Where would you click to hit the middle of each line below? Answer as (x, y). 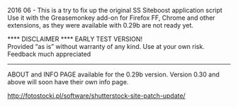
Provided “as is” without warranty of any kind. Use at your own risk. (106, 46)
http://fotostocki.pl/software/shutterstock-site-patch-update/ (96, 96)
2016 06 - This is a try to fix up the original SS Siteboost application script (115, 10)
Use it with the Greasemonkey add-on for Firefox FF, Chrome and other (111, 18)
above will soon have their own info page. (68, 82)
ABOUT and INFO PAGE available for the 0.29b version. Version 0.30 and (113, 74)
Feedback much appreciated (49, 54)
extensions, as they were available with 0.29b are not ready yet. (100, 25)
